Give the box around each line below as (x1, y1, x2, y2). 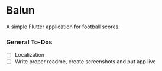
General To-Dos (6, 38, 53, 46)
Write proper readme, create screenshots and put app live (14, 58, 156, 65)
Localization (14, 51, 45, 59)
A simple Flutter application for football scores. (6, 23, 120, 30)
